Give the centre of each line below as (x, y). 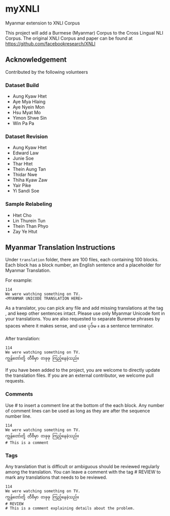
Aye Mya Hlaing (29, 102)
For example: (19, 280)
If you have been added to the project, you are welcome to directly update (83, 370)
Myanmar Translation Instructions (60, 248)
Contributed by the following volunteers (47, 72)
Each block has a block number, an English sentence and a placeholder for (83, 265)
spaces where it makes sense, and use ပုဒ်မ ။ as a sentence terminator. (79, 326)
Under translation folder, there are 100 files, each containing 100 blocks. (82, 260)
